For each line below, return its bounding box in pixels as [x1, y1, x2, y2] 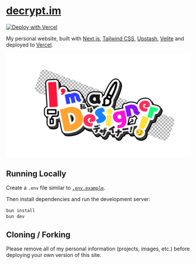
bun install [6, 208, 35, 214]
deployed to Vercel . [6, 41, 53, 48]
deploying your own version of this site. [6, 252, 102, 259]
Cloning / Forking [6, 229, 71, 239]
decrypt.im [6, 4, 62, 18]
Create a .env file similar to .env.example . [6, 184, 106, 192]
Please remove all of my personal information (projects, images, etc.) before [6, 245, 190, 252]
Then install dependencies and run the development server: [6, 196, 151, 203]
